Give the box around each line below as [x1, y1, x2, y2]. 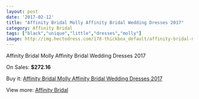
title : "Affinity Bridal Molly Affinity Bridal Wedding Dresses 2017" [6, 19, 184, 25]
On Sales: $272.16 [6, 64, 52, 71]
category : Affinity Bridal [6, 25, 73, 31]
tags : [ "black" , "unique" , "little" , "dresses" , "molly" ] [6, 31, 142, 37]
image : [6, 36, 23, 42]
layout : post [6, 8, 38, 15]
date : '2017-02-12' [6, 14, 54, 20]
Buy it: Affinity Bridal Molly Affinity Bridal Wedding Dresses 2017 [6, 75, 163, 82]
